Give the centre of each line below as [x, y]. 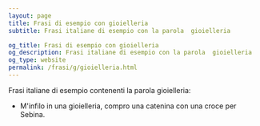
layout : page [30, 16]
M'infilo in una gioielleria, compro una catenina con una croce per [128, 106]
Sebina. [32, 114]
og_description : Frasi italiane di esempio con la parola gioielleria [130, 53]
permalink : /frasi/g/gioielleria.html [73, 68]
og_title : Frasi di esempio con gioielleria [84, 45]
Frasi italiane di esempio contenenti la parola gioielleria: [100, 90]
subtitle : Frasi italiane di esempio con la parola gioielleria [119, 30]
